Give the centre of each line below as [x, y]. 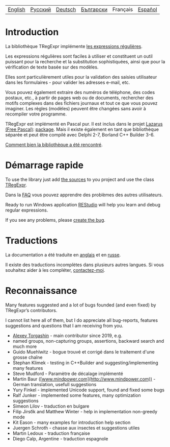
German [21, 384]
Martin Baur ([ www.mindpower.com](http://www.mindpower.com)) [82, 379]
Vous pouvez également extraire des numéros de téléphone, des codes [80, 92]
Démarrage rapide [45, 165]
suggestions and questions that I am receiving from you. [64, 325]
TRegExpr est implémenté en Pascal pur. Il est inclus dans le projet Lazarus [84, 124]
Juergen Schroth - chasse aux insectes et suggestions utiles [76, 428]
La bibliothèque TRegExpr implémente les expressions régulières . [74, 46]
